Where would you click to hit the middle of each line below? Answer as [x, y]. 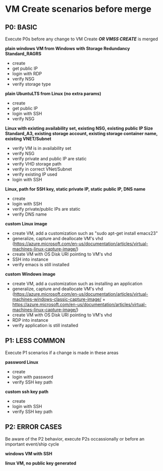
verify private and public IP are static [49, 159]
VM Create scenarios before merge [78, 9]
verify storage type [31, 84]
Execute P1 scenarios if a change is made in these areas [62, 353]
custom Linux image [26, 224]
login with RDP [27, 74]
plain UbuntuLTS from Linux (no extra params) [53, 94]
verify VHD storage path [37, 164]
